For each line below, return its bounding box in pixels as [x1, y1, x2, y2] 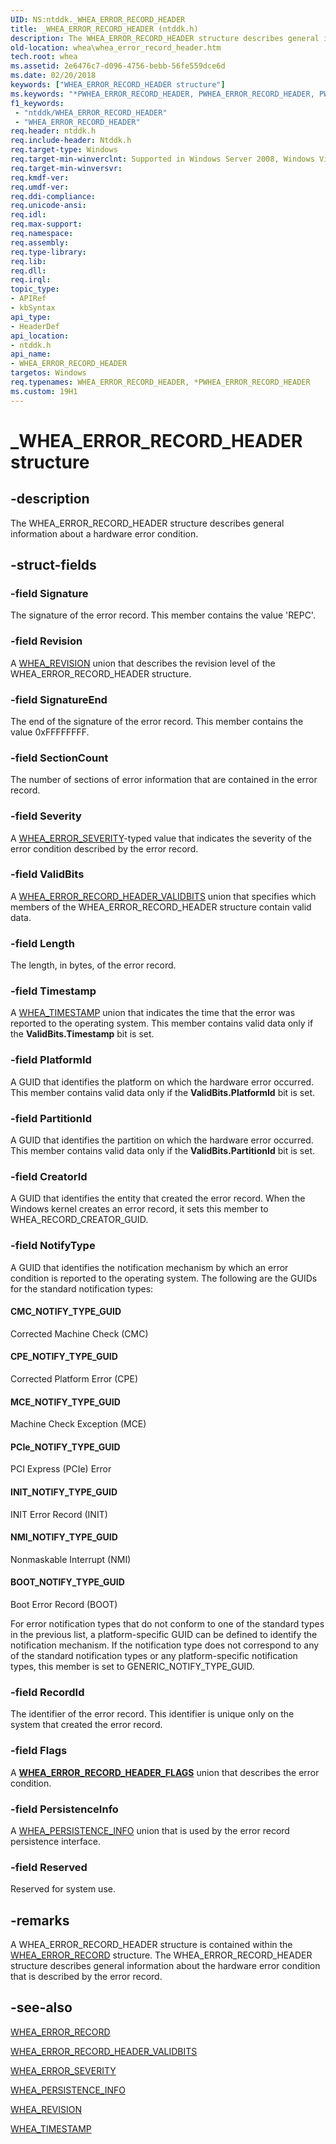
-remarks [10, 1912, 70, 1929]
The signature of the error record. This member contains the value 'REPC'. [10, 609, 316, 621]
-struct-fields [10, 557, 97, 574]
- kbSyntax [10, 303, 56, 313]
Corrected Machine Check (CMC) [10, 1327, 149, 1340]
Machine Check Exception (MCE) [10, 1418, 147, 1430]
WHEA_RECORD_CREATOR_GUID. [10, 1214, 149, 1226]
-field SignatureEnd [10, 692, 108, 706]
